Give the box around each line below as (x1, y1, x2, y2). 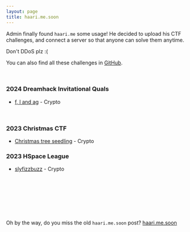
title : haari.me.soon (6, 14, 59, 20)
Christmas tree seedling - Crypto (14, 138, 94, 145)
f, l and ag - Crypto (14, 98, 60, 105)
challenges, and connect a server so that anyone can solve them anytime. (6, 36, 185, 43)
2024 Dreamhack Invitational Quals (6, 85, 110, 93)
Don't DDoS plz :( (6, 47, 48, 54)
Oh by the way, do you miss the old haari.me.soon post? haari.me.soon (6, 219, 177, 226)
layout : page (6, 8, 38, 15)
